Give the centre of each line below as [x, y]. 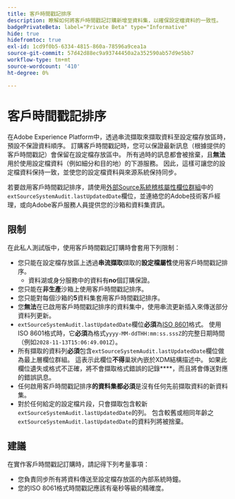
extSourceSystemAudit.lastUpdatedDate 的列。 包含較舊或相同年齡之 [115, 413]
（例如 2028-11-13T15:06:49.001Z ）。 [70, 342]
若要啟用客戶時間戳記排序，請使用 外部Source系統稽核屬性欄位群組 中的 [110, 187]
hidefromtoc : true [34, 40]
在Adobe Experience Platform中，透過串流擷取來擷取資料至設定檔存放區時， [118, 137]
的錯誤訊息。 [36, 378]
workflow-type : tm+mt [39, 60]
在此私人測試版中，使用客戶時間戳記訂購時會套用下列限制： [94, 248]
